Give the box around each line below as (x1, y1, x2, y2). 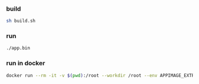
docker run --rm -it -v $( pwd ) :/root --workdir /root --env (6, 72, 158, 78)
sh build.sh (6, 18, 36, 24)
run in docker (6, 59, 46, 68)
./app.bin (6, 45, 31, 51)
